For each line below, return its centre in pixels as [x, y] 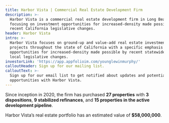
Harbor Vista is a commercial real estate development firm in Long [83, 19]
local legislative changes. [39, 57]
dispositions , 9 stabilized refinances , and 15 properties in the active [77, 100]
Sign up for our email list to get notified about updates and [77, 76]
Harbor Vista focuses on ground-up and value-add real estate [76, 43]
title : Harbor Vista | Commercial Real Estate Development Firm [74, 10]
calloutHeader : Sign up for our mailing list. [55, 66]
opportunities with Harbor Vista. [46, 80]
